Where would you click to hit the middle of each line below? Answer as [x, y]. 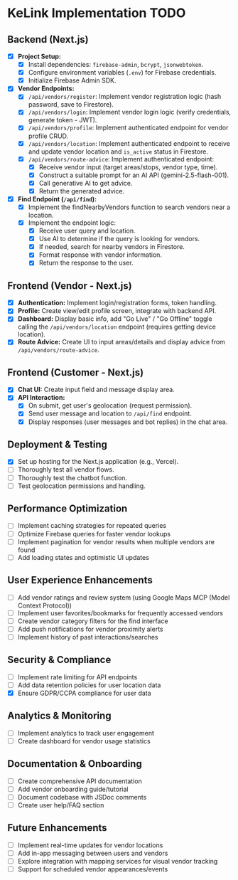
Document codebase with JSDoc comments [82, 797]
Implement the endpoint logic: [72, 223]
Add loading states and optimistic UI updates [83, 557]
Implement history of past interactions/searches [88, 637]
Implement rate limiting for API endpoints [77, 677]
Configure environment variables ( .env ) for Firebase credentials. [122, 73]
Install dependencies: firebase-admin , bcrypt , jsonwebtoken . [116, 65]
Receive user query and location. [87, 231]
